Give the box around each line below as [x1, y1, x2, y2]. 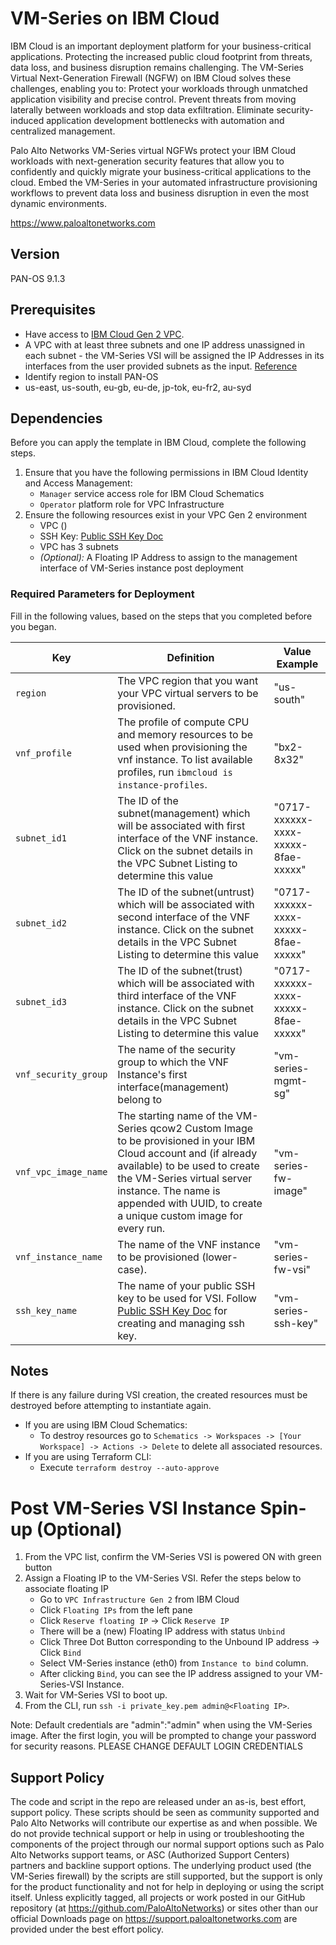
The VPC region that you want [117, 673, 259, 687]
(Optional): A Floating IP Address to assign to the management [39, 552, 298, 564]
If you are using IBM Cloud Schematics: [24, 1419, 188, 1431]
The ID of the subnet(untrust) [117, 885, 255, 899]
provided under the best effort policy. [10, 1923, 165, 1936]
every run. [117, 1221, 166, 1235]
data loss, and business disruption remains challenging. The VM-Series [10, 61, 305, 73]
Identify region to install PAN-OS [24, 370, 159, 382]
